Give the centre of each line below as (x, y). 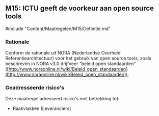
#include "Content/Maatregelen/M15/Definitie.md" (58, 28)
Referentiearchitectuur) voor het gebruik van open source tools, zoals (78, 59)
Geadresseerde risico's (35, 88)
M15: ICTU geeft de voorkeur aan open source (80, 8)
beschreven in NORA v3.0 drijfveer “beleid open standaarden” (71, 64)
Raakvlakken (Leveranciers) (42, 108)
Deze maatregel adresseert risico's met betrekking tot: (62, 99)
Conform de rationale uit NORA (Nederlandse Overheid (63, 53)
